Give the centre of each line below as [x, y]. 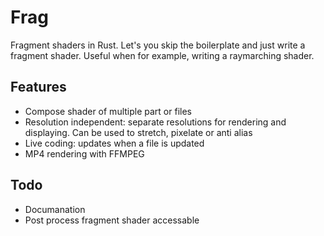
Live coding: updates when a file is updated [114, 143]
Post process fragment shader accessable [112, 220]
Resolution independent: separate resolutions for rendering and [155, 122]
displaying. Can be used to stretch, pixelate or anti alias [138, 132]
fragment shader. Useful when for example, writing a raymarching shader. [162, 55]
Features [38, 87]
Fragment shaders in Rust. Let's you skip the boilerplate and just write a [158, 45]
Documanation [55, 209]
